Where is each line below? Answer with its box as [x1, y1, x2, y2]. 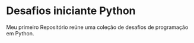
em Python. [6, 29, 34, 37]
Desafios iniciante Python [6, 4, 136, 18]
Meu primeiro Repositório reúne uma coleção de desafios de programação [6, 24, 189, 31]
